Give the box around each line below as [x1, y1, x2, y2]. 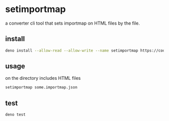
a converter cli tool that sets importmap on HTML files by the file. [5, 20, 140, 26]
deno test [5, 112, 26, 117]
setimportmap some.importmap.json [5, 85, 78, 90]
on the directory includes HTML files [5, 75, 81, 81]
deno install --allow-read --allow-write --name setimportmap [5, 48, 138, 53]
